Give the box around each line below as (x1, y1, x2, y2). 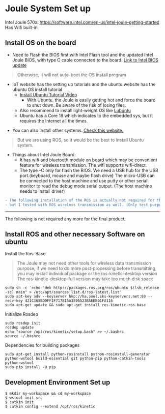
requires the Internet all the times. (19, 118, 88, 123)
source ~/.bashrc (5, 334, 41, 339)
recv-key (5, 298, 23, 303)
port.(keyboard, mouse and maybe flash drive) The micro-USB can (19, 173, 155, 178)
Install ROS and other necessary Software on (5, 230, 145, 238)
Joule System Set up (5, 3, 91, 14)
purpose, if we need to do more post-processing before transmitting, (17, 266, 157, 271)
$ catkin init (5, 400, 34, 405)
